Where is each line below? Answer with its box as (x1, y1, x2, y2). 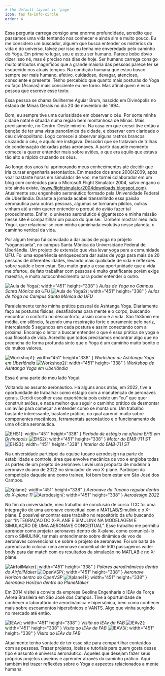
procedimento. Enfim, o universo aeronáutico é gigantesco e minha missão (5, 211, 157, 217)
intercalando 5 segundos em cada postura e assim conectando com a (5, 324, 147, 330)
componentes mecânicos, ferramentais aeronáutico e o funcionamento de (5, 416, 156, 422)
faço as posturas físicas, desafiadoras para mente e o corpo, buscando (5, 308, 150, 314)
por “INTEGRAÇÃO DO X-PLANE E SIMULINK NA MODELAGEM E (5, 518, 137, 524)
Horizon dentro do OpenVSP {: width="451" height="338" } (5, 575, 148, 580)
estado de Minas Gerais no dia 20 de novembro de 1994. (5, 102, 120, 109)
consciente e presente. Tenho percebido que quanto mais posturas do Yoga (5, 77, 159, 83)
